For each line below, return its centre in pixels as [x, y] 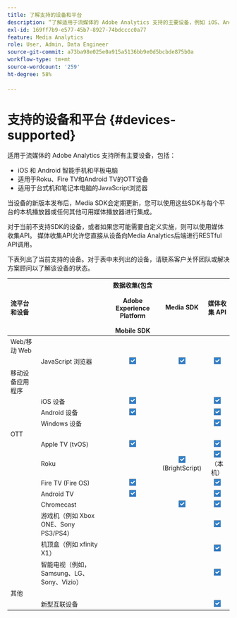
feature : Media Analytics [45, 37]
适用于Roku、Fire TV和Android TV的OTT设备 [83, 179]
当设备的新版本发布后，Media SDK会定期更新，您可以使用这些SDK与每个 [113, 203]
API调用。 [22, 245]
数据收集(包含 [133, 285]
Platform [133, 315]
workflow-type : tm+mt [39, 60]
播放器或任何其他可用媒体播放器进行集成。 [93, 212]
